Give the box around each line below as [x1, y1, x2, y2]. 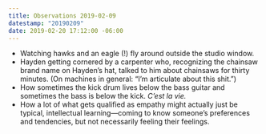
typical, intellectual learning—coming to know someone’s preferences [19, 108, 251, 118]
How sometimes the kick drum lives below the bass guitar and [19, 83, 226, 92]
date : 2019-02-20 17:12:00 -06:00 [8, 26, 124, 35]
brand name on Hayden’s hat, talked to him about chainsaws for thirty [19, 66, 250, 75]
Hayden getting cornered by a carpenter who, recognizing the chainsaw [19, 57, 259, 67]
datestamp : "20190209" [8, 19, 84, 27]
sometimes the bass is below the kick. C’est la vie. [19, 91, 187, 101]
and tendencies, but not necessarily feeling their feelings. [19, 117, 210, 127]
